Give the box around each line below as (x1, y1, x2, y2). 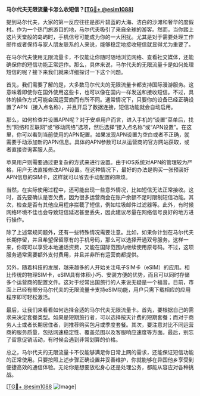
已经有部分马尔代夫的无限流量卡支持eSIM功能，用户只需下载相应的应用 (16, 286, 191, 293)
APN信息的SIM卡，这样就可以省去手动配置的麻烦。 (6, 174, 131, 181)
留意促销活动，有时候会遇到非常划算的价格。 (11, 336, 121, 343)
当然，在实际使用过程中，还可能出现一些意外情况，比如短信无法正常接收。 (6, 186, 189, 193)
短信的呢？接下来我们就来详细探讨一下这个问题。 (6, 69, 126, 75)
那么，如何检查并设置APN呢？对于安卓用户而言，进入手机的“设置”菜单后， (6, 116, 189, 123)
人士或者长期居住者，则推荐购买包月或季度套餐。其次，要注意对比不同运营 (11, 321, 194, 328)
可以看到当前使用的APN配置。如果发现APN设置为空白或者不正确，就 (21, 131, 190, 138)
